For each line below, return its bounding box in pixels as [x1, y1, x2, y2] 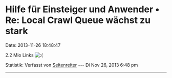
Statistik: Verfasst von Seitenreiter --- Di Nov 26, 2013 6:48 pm [5, 62, 138, 68]
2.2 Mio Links [5, 52, 34, 58]
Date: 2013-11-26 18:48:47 [5, 42, 61, 48]
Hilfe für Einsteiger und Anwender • [5, 4, 160, 15]
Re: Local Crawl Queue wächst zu [5, 14, 151, 26]
